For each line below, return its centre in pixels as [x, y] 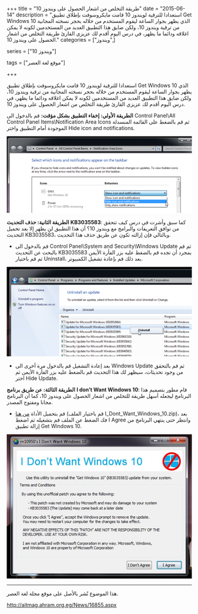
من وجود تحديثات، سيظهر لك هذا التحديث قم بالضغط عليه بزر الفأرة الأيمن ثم [99, 372]
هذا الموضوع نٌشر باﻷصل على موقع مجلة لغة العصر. [63, 593]
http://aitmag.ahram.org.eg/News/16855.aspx [62, 605]
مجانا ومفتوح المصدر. [30, 402]
